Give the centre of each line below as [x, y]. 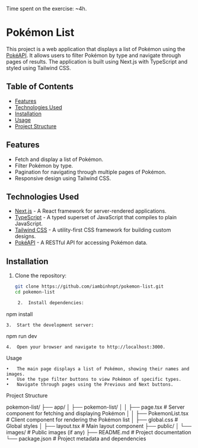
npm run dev [22, 336]
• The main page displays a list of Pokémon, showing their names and [98, 369]
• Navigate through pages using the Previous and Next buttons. [90, 384]
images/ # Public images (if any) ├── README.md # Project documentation [99, 432]
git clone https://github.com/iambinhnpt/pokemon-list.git [89, 287]
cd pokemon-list [35, 292]
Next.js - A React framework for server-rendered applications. [91, 211]
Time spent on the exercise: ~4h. [47, 9]
